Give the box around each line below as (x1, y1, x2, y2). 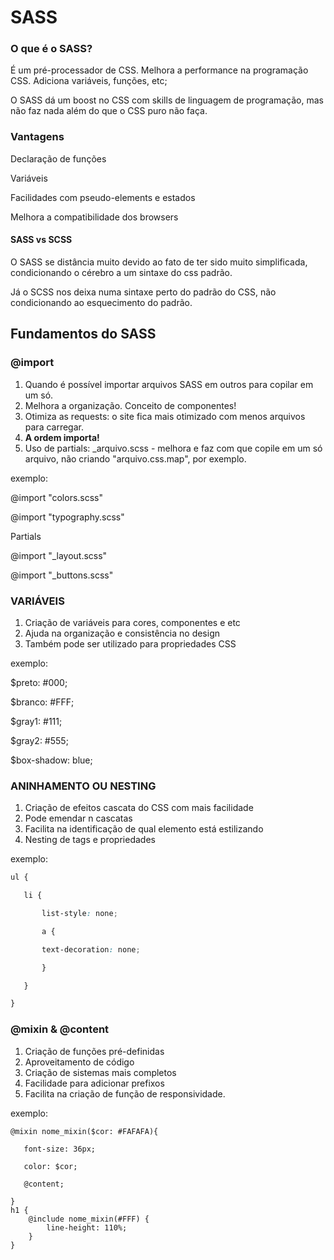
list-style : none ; (41, 909, 118, 919)
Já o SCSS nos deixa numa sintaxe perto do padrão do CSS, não (10, 286, 277, 298)
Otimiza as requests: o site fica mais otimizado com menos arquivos (24, 410, 306, 422)
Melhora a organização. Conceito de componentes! (24, 399, 237, 411)
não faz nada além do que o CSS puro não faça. (10, 105, 208, 117)
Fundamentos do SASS (10, 326, 157, 343)
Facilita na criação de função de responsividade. (24, 1087, 226, 1100)
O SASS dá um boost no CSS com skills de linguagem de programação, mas (10, 94, 324, 106)
